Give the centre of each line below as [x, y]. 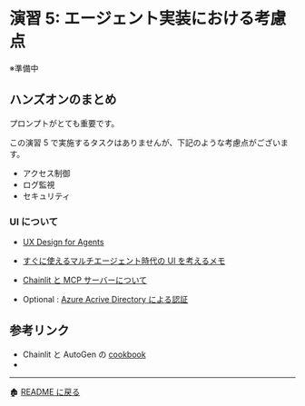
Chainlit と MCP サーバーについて [85, 280]
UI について [34, 222]
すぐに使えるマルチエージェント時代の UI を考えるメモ [124, 261]
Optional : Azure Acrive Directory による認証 [105, 300]
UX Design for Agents [63, 243]
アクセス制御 [46, 173]
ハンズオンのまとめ [63, 99]
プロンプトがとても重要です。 [64, 123]
